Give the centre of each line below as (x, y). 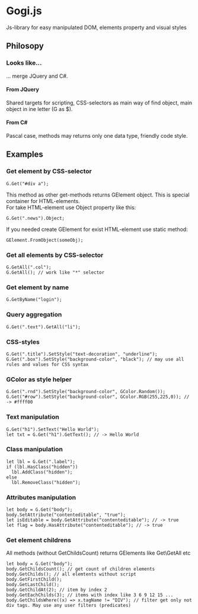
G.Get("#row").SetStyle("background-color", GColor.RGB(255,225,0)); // (98, 397)
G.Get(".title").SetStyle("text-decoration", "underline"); (82, 354)
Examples (25, 155)
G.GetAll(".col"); (29, 268)
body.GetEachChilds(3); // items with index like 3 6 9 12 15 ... (90, 595)
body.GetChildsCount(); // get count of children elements (81, 569)
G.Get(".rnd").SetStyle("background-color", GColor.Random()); (86, 392)
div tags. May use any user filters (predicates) (69, 606)
